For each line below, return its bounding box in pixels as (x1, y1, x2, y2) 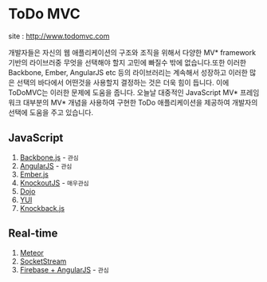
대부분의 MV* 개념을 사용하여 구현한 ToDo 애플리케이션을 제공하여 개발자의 (22, 97, 258, 107)
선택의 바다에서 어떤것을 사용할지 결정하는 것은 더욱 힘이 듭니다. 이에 (16, 77, 230, 87)
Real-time (8, 227, 58, 240)
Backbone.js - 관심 (19, 153, 79, 162)
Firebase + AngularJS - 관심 (19, 264, 109, 274)
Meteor (19, 248, 44, 257)
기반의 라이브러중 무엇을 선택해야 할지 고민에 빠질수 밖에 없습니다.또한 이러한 (8, 58, 247, 67)
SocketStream (19, 256, 67, 266)
